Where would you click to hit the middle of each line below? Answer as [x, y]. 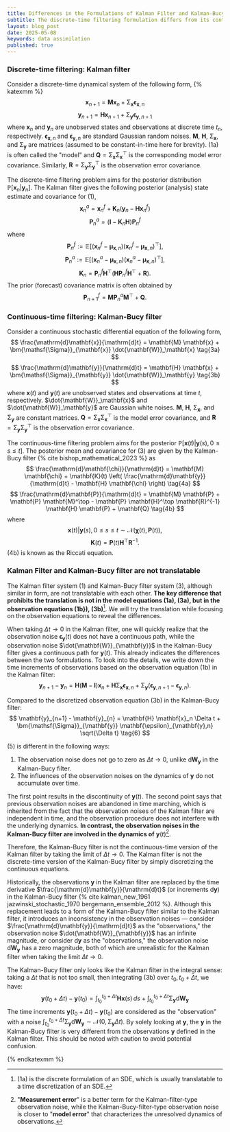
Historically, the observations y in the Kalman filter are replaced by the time [113, 882]
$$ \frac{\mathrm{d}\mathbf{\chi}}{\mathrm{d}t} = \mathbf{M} [115, 469]
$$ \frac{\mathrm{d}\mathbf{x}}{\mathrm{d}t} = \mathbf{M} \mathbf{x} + [115, 342]
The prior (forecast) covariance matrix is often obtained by [90, 285]
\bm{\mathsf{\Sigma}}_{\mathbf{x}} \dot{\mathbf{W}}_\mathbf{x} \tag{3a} [115, 350]
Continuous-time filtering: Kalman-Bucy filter [85, 316]
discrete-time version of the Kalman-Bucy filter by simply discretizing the [110, 862]
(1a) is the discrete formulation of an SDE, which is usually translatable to [119, 1079]
